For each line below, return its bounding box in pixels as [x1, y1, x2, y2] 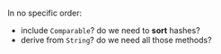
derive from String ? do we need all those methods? [20, 35, 212, 45]
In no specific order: [7, 8, 83, 18]
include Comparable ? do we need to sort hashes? [20, 25, 200, 35]
